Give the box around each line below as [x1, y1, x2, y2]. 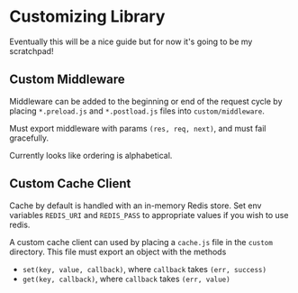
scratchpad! [9, 45, 54, 56]
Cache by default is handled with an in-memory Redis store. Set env [9, 200, 262, 211]
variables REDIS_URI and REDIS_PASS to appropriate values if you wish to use [9, 209, 289, 220]
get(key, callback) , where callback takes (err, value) [22, 273, 231, 284]
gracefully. [9, 133, 50, 143]
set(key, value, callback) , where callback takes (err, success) [22, 263, 267, 274]
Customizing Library [9, 6, 166, 27]
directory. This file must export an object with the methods [9, 246, 227, 257]
